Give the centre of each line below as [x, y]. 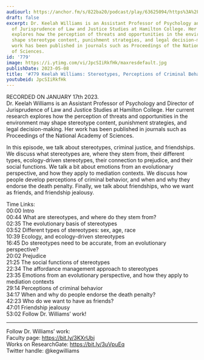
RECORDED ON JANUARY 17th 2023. [53, 97]
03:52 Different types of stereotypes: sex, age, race [71, 230]
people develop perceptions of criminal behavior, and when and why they [98, 180]
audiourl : [19, 12]
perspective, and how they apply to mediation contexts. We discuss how [97, 173]
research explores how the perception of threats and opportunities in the [97, 117]
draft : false [23, 18]
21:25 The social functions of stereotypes [58, 262]
